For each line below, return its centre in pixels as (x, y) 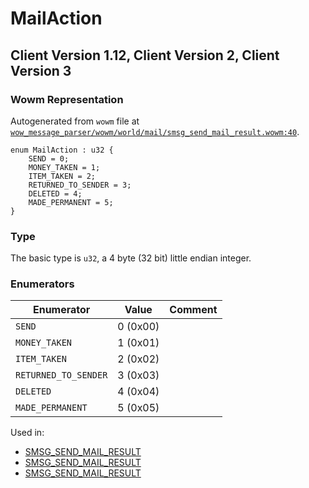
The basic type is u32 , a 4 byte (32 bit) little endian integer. (131, 258)
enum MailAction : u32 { (62, 150)
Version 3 (41, 70)
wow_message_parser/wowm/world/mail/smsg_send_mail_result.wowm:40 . (155, 131)
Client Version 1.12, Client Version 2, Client (145, 55)
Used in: (27, 433)
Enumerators (42, 284)
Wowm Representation (67, 99)
